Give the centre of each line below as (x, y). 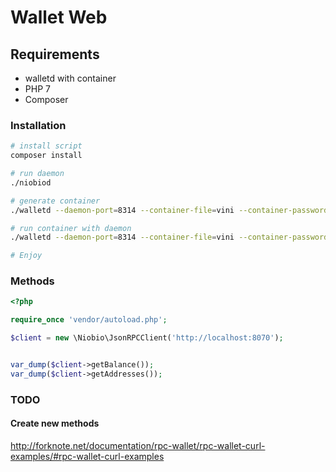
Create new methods (55, 423)
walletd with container (70, 78)
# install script (46, 146)
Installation (38, 125)
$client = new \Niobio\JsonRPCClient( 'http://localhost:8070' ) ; (147, 338)
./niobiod (31, 182)
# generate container (55, 201)
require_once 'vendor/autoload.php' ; (89, 320)
